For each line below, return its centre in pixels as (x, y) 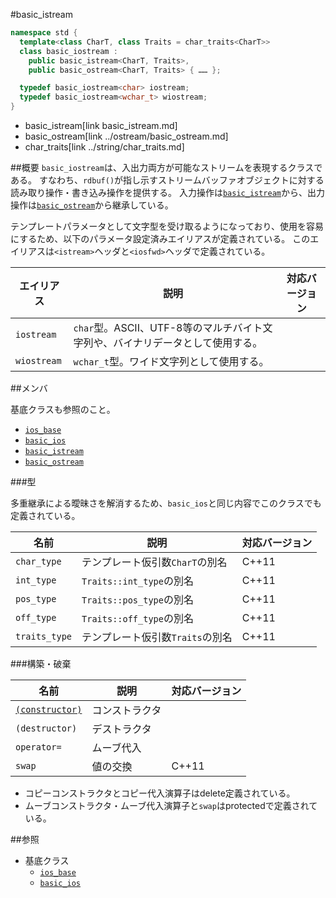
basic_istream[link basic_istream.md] (101, 125)
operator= (38, 747)
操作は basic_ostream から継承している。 (92, 205)
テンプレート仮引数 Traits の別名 (157, 637)
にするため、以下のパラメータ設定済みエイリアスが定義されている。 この (160, 238)
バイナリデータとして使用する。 (188, 342)
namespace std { (44, 33)
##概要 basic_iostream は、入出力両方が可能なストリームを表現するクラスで (166, 167)
